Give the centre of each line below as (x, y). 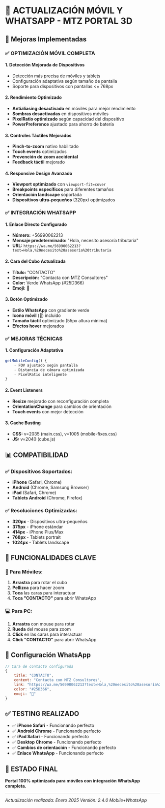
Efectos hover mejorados (38, 326)
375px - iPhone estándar (37, 527)
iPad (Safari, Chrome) (34, 493)
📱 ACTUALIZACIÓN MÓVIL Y (64, 11)
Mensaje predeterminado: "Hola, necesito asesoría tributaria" (75, 241)
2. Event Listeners (24, 390)
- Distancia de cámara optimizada (49, 370)
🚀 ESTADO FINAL (31, 769)
